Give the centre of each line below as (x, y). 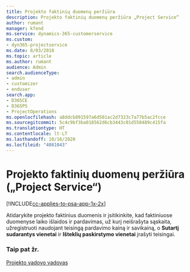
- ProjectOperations (32, 112)
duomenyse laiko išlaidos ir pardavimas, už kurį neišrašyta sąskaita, (89, 221)
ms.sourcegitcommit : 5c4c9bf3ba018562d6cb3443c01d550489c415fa (86, 123)
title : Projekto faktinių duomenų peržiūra (61, 12)
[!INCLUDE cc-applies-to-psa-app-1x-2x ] (56, 203)
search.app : (21, 95)
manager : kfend (25, 28)
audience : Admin (26, 67)
